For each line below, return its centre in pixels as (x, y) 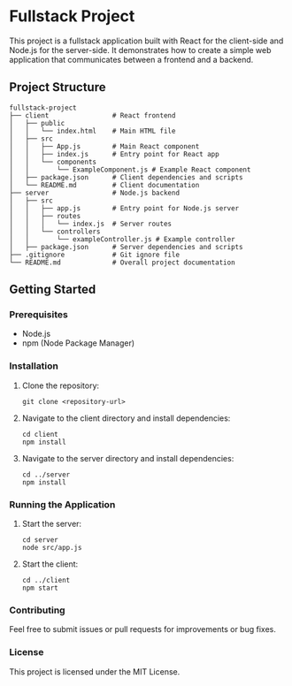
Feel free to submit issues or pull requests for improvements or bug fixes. (142, 629)
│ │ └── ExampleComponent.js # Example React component (130, 170)
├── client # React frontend (92, 115)
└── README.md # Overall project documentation (123, 263)
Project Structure (58, 87)
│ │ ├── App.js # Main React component (104, 146)
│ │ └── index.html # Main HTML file (92, 131)
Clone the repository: (61, 385)
